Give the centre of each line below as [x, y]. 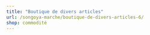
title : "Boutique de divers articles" [55, 12]
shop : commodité [27, 23]
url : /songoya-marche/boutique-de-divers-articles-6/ [75, 17]
